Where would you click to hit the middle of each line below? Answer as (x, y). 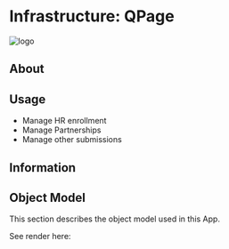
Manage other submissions (72, 140)
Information (43, 168)
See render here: (40, 237)
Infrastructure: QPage (92, 16)
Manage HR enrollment (64, 121)
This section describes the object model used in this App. (115, 219)
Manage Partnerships (61, 130)
